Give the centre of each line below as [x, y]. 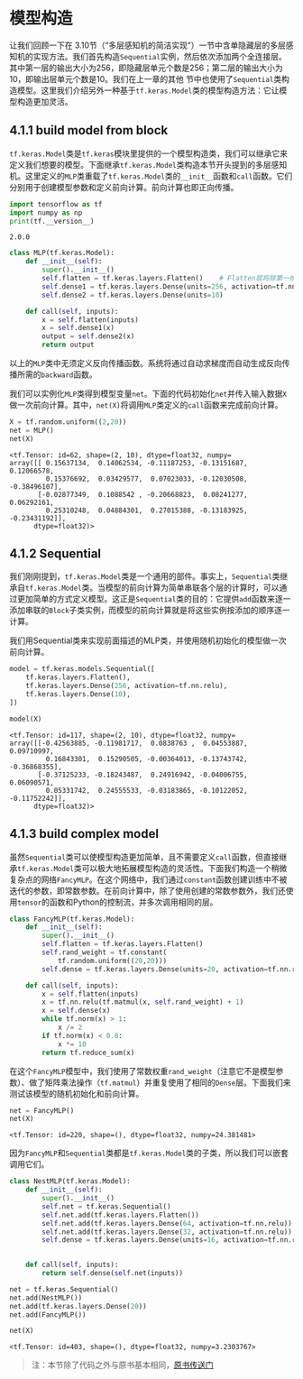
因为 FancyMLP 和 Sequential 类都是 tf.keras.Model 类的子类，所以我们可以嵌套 [149, 1153]
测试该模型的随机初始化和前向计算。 [77, 1093]
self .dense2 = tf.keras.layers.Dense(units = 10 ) [133, 295]
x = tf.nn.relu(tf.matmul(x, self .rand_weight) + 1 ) [143, 1002]
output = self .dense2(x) [88, 336]
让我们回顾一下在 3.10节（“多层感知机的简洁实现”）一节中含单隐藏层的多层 [147, 45]
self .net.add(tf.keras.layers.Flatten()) [121, 1215]
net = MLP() [32, 430]
